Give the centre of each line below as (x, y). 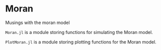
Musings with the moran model (37, 22)
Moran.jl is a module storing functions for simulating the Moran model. (79, 32)
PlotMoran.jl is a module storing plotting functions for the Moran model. (81, 42)
